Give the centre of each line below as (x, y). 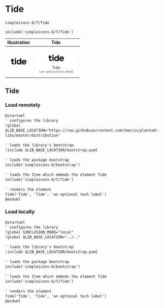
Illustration (19, 42)
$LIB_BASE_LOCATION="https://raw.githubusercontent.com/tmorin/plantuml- (82, 130)
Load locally (20, 212)
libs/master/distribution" (33, 135)
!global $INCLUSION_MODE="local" (39, 232)
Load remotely (23, 105)
